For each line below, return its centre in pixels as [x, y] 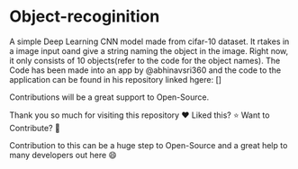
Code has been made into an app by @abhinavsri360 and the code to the [145, 70]
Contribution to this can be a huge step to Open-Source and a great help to [149, 145]
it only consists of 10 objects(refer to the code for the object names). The [145, 60]
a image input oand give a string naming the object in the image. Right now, [149, 50]
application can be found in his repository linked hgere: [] [116, 79]
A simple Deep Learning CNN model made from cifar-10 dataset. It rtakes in [149, 41]
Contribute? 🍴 [35, 128]
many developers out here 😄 [63, 155]
